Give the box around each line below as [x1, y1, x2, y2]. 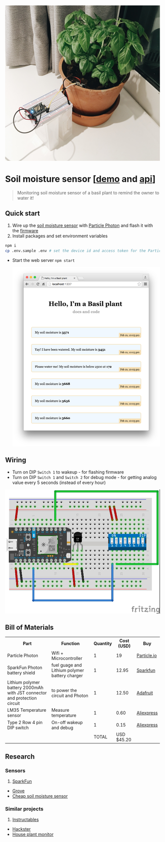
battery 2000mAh [7, 685, 44, 691]
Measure [51, 707, 70, 713]
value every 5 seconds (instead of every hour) [12, 479, 106, 485]
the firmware [12, 227, 38, 233]
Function [61, 640, 80, 646]
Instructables [12, 817, 39, 823]
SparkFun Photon [7, 664, 43, 671]
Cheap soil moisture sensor [12, 793, 68, 799]
